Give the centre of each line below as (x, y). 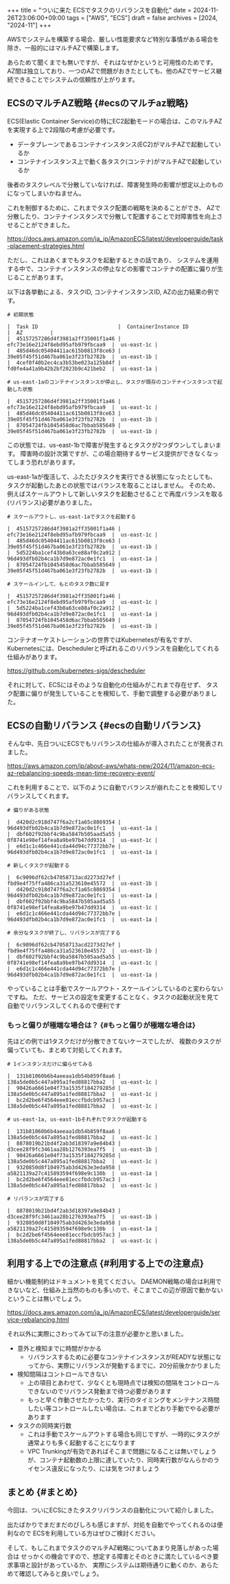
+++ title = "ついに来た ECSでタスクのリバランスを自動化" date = (100, 10)
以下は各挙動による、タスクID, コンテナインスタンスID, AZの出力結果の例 (110, 292)
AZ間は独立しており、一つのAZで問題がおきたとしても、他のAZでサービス (112, 71)
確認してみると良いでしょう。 (61, 1573)
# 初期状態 (21, 314)
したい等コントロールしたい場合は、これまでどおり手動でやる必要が (124, 1408)
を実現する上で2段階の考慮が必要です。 (63, 130)
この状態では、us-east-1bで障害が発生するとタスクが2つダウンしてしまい (111, 445)
